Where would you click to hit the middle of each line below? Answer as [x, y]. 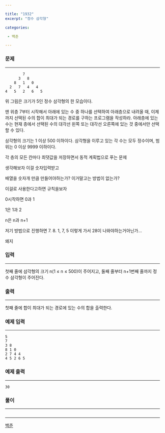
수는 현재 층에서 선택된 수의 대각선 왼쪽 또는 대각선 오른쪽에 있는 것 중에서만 [78, 124]
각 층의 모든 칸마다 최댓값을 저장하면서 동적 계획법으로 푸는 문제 [66, 157]
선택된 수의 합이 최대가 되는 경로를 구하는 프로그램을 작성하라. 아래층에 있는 [86, 118]
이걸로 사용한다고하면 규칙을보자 [36, 188]
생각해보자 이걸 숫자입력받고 [32, 168]
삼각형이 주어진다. [27, 277]
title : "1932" [20, 14]
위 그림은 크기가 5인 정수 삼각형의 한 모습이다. [49, 101]
